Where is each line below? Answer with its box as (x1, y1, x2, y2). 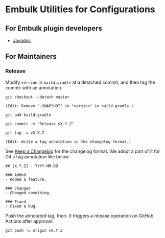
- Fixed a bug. (5, 203, 38, 209)
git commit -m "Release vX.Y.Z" (5, 121, 74, 126)
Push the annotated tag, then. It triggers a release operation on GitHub (5, 212, 154, 219)
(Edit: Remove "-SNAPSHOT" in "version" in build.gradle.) (5, 103, 134, 108)
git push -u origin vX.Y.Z (5, 228, 63, 233)
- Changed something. (5, 190, 52, 195)
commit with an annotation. (5, 84, 63, 90)
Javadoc (12, 37, 32, 43)
